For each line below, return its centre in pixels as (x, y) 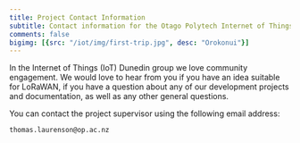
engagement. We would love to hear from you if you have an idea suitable (145, 78)
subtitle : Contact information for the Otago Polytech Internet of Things (151, 26)
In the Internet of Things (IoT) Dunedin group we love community (129, 68)
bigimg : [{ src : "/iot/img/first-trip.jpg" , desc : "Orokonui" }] (129, 42)
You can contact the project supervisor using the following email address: (145, 114)
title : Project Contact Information (77, 17)
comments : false (39, 34)
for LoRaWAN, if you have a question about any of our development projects (150, 87)
